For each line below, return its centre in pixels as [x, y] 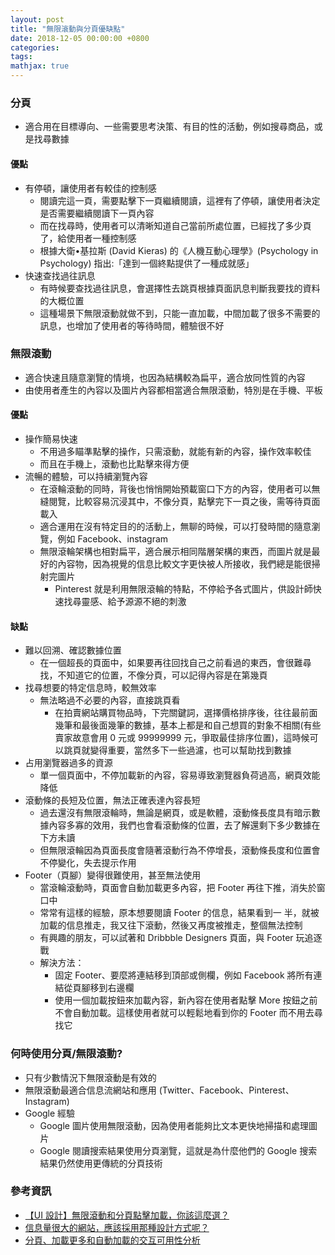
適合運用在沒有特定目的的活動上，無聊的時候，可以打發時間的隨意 [175, 526]
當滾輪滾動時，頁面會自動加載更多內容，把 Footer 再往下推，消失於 [178, 888]
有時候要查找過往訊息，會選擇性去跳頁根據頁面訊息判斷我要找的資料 [180, 288]
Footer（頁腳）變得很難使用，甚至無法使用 [113, 875]
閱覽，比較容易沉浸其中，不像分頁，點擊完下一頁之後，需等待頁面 [184, 501]
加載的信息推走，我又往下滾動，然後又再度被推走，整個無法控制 [171, 925]
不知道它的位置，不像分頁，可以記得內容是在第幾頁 [162, 675]
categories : [35, 47]
